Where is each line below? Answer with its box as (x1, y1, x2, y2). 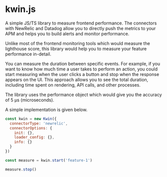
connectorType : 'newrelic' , (9, 121, 68, 126)
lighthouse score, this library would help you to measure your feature (5, 45, 147, 51)
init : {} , (14, 130, 35, 135)
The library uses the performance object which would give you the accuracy (5, 91, 162, 97)
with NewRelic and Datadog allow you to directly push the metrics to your (5, 25, 156, 31)
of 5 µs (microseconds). (5, 96, 54, 103)
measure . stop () (5, 166, 37, 172)
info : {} (14, 139, 32, 144)
